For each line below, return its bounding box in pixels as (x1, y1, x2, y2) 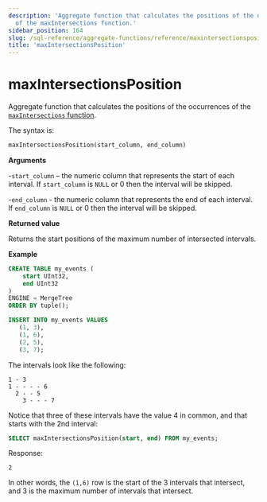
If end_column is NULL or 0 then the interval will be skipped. (8, 203, 197, 212)
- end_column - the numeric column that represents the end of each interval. (8, 194, 253, 204)
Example (8, 249, 38, 259)
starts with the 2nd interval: (8, 418, 98, 428)
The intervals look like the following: (8, 360, 126, 370)
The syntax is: (8, 126, 54, 135)
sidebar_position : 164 (8, 26, 83, 34)
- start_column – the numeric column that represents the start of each (8, 170, 235, 180)
